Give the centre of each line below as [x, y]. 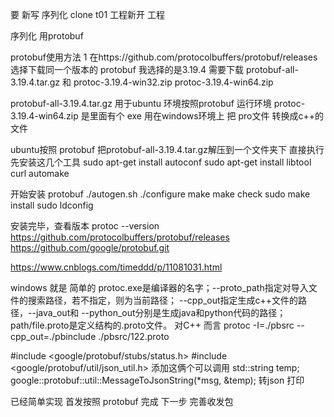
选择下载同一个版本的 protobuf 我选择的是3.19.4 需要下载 [127, 69]
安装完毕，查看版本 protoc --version [85, 226]
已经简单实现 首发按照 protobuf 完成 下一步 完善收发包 [122, 401]
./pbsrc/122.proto [134, 336]
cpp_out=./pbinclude [53, 336]
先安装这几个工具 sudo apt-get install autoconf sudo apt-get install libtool [161, 162]
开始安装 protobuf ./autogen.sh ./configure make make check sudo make [160, 194]
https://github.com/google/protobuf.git [90, 247]
